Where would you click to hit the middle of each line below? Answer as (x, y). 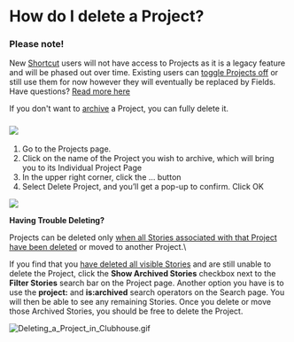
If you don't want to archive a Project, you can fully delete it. (119, 109)
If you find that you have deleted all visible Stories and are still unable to (140, 264)
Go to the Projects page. (66, 149)
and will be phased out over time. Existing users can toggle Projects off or (144, 73)
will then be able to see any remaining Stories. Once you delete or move (140, 301)
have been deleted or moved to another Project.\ (98, 246)
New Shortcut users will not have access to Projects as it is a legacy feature (147, 63)
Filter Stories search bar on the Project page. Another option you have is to (147, 283)
